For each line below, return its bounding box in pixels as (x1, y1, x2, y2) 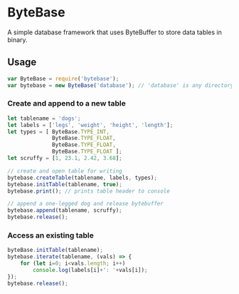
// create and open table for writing (7, 167, 122, 175)
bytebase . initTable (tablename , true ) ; (7, 181, 122, 188)
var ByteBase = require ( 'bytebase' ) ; (7, 75, 119, 82)
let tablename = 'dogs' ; (7, 115, 81, 122)
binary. (7, 35, 28, 44)
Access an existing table (7, 230, 94, 240)
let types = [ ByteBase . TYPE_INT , (7, 128, 110, 136)
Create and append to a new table (7, 98, 126, 108)
